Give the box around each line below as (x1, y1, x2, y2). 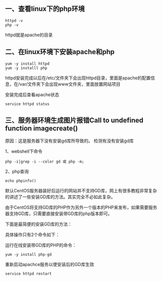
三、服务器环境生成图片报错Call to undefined (5, 116, 144, 125)
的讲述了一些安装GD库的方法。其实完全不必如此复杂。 (5, 194, 116, 200)
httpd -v (5, 18, 23, 23)
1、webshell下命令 (5, 148, 43, 155)
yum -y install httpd (5, 61, 50, 66)
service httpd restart (5, 272, 52, 277)
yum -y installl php (5, 65, 48, 70)
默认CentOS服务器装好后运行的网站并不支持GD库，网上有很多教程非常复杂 (5, 188, 157, 194)
